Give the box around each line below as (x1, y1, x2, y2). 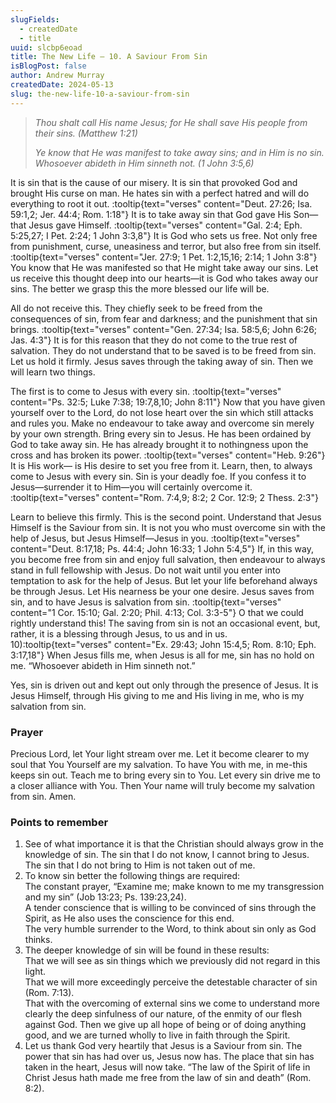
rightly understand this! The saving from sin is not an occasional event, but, (10, 617, 321, 629)
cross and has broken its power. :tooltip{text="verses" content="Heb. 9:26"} (10, 449, 326, 461)
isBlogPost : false (10, 61, 87, 71)
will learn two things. (10, 366, 96, 378)
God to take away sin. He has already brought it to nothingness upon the (10, 438, 309, 450)
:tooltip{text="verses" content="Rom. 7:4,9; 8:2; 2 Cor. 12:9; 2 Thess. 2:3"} (10, 491, 319, 503)
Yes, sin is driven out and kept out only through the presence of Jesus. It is (10, 679, 319, 691)
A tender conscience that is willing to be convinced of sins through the (24, 902, 317, 914)
